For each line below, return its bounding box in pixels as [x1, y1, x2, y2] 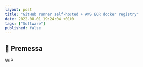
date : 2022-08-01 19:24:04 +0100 [5, 16, 74, 21]
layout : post [5, 7, 32, 12]
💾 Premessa [5, 44, 43, 53]
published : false [5, 26, 41, 31]
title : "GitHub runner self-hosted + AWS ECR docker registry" [5, 12, 139, 17]
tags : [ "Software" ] [5, 21, 46, 26]
